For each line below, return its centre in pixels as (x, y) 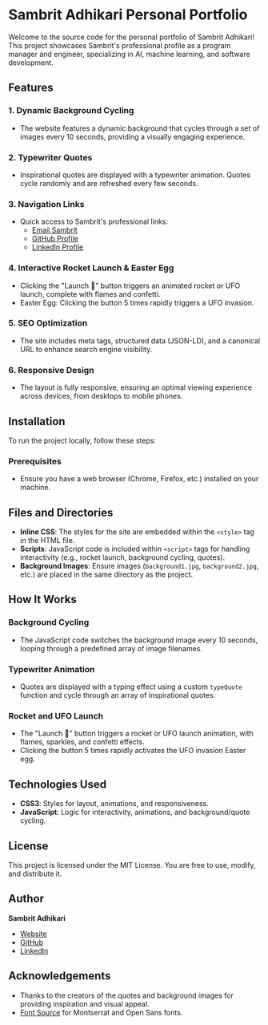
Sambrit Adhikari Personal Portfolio (128, 15)
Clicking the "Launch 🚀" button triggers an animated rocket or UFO (130, 286)
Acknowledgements (60, 976)
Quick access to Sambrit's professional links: (94, 221)
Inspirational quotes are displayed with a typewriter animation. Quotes (135, 175)
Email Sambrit (54, 230)
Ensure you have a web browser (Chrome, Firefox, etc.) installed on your (139, 479)
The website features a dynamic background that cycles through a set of (140, 128)
